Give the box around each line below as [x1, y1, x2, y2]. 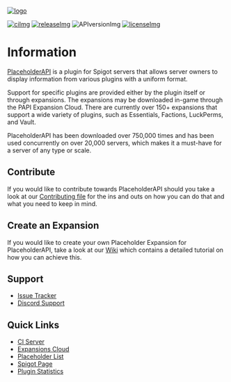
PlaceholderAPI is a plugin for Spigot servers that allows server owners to [7, 67, 218, 76]
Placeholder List [17, 352, 64, 361]
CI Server [17, 337, 45, 346]
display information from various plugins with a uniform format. [7, 74, 188, 83]
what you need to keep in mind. [7, 199, 97, 208]
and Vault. [7, 118, 36, 126]
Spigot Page [17, 360, 53, 368]
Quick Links [7, 319, 60, 331]
